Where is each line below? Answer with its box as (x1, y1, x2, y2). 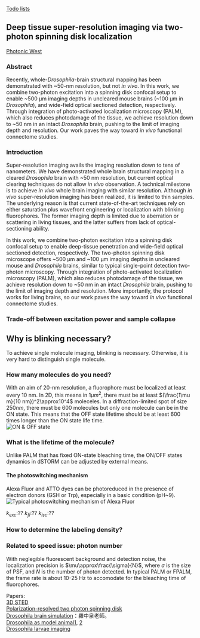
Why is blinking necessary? (6, 333, 112, 343)
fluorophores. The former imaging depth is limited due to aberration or (6, 212, 179, 220)
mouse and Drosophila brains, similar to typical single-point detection (6, 262, 177, 269)
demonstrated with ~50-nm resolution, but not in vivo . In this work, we (6, 82, 180, 90)
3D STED (6, 599, 29, 606)
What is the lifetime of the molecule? (6, 438, 115, 447)
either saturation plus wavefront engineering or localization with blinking (6, 206, 184, 213)
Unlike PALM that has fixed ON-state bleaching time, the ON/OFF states (6, 452, 183, 459)
